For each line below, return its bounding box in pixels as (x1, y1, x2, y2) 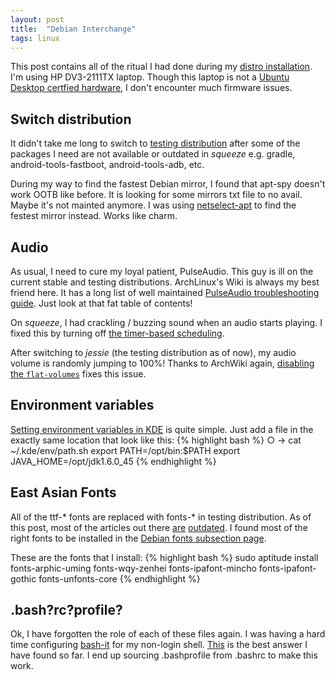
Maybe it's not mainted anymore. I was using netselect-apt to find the (10, 199, 297, 211)
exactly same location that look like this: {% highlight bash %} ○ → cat (10, 434, 302, 446)
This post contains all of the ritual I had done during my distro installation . (10, 61, 313, 73)
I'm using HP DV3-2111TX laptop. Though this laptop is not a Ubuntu (10, 71, 290, 83)
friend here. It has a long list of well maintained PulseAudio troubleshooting (10, 287, 320, 298)
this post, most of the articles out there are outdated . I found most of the (10, 521, 308, 533)
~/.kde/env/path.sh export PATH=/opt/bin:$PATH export (10, 444, 241, 456)
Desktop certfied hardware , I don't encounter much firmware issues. (10, 82, 293, 94)
